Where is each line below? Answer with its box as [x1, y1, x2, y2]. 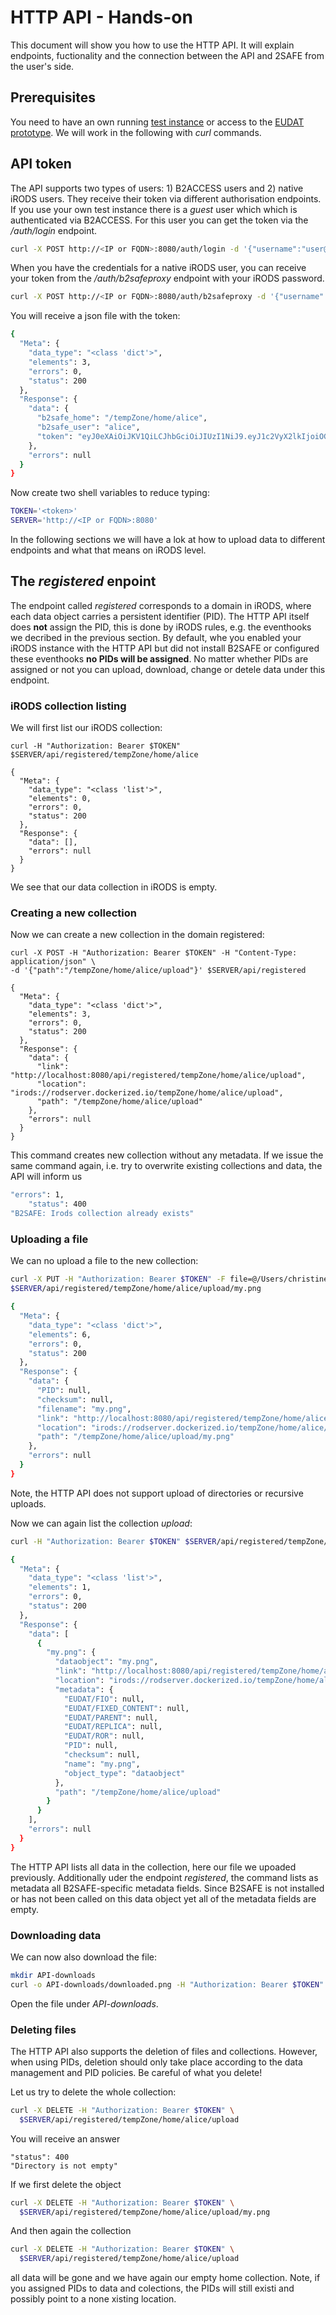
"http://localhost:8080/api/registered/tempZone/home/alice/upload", [10, 1071, 307, 1081]
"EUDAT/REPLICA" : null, [63, 1722, 163, 1732]
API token [10, 156, 72, 173]
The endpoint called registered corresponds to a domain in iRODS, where [10, 599, 312, 611]
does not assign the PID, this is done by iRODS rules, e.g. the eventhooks [10, 621, 312, 633]
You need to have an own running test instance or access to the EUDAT [10, 116, 305, 128]
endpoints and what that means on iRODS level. [10, 544, 207, 556]
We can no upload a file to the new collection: [10, 1255, 199, 1267]
